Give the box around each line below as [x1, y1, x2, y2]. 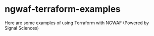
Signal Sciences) [4, 25, 39, 31]
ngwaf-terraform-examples [4, 3, 121, 15]
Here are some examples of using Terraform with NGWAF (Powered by [4, 20, 149, 26]
